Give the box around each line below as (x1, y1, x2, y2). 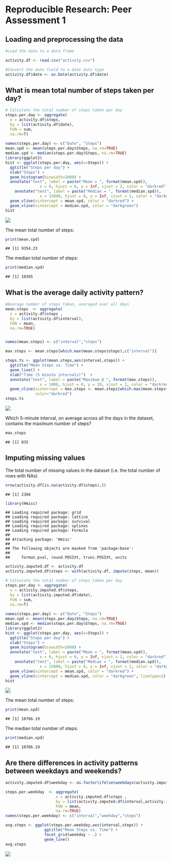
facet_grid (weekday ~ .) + (44, 832, 102, 837)
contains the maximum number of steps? (5, 420, 92, 427)
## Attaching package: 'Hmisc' (5, 537, 72, 542)
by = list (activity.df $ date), (10, 122, 74, 127)
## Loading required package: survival (5, 519, 91, 524)
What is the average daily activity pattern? (5, 288, 144, 297)
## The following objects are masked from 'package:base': (5, 546, 134, 551)
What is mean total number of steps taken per (5, 86, 155, 94)
